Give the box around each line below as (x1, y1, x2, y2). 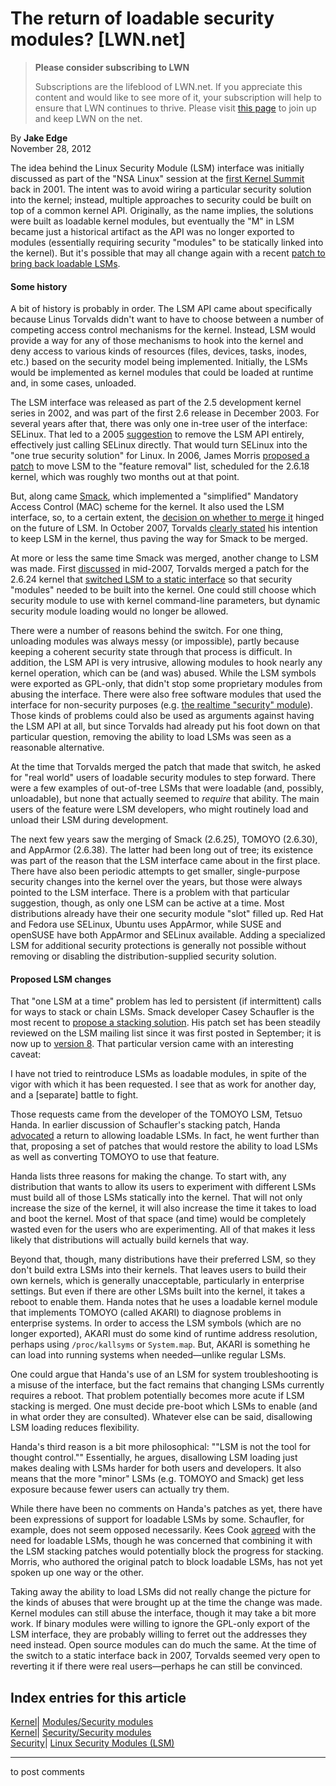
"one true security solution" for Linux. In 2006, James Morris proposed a (10, 450, 310, 462)
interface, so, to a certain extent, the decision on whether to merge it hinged (10, 512, 325, 524)
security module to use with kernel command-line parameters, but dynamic (10, 595, 321, 607)
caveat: (10, 1048, 42, 1061)
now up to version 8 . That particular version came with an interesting (10, 1038, 294, 1050)
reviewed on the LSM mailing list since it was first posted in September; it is (10, 1027, 322, 1039)
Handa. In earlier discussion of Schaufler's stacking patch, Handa (10, 1119, 281, 1131)
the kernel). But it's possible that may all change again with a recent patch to (10, 247, 326, 259)
